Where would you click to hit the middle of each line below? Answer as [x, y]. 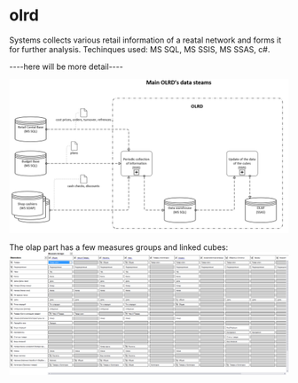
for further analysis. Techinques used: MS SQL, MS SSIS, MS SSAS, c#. [140, 49]
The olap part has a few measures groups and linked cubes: [119, 247]
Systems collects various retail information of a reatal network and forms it [145, 40]
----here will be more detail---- [67, 66]
